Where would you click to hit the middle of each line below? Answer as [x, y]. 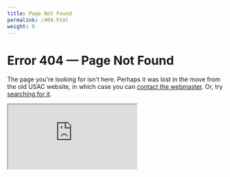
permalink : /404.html [38, 20]
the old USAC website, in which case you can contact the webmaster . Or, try [115, 87]
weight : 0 [21, 26]
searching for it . [30, 94]
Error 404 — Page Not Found [91, 60]
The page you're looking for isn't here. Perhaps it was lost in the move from [114, 79]
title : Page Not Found [39, 13]
